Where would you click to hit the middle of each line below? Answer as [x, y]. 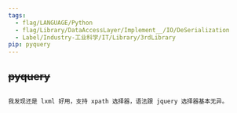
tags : [17, 15]
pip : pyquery [29, 45]
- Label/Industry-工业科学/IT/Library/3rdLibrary [96, 37]
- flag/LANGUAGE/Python [54, 23]
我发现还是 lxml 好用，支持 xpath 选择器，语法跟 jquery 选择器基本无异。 [118, 101]
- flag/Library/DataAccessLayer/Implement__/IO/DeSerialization [122, 30]
